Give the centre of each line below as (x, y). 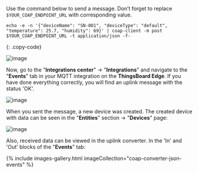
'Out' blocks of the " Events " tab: (46, 147)
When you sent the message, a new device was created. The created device (99, 111)
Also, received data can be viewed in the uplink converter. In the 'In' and (94, 141)
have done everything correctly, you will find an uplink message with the (94, 82)
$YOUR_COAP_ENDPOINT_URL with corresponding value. (69, 15)
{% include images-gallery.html (44, 158)
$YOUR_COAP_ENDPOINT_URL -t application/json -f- (69, 36)
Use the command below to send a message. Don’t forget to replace (89, 9)
